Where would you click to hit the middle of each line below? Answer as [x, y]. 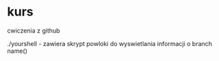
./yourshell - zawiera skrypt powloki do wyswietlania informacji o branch [110, 43]
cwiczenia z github [34, 30]
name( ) [17, 51]
